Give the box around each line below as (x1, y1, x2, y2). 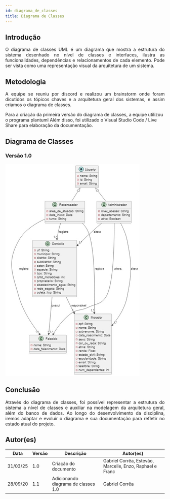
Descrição (64, 450, 87, 456)
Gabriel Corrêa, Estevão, (103, 458, 154, 464)
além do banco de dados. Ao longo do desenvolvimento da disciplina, (5, 410, 165, 416)
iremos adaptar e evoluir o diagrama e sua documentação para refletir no (5, 415, 165, 421)
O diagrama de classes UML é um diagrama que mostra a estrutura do (5, 46, 165, 53)
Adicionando (52, 476, 78, 482)
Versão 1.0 (5, 152, 32, 160)
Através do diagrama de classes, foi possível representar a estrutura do (5, 399, 165, 405)
